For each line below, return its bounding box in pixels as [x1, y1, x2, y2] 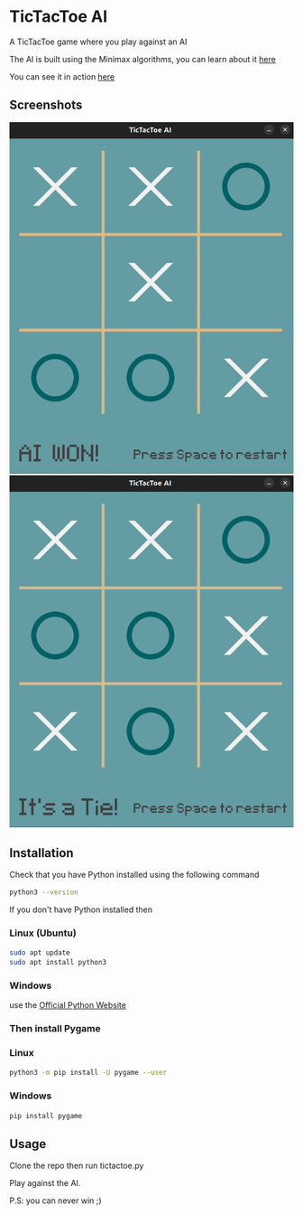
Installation [9, 845, 74, 861]
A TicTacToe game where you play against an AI [9, 36, 188, 47]
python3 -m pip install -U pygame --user [9, 1069, 168, 1078]
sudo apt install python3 [9, 957, 106, 966]
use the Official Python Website [9, 1000, 126, 1011]
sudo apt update [9, 948, 70, 957]
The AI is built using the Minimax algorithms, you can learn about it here [9, 53, 277, 64]
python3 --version [9, 888, 78, 897]
